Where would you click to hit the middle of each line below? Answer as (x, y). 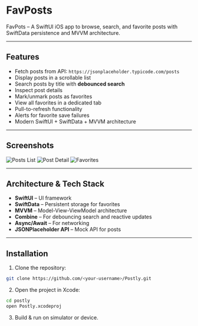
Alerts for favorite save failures (52, 115)
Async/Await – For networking (52, 223)
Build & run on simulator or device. (56, 317)
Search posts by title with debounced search (70, 84)
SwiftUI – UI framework (43, 198)
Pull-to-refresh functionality (48, 109)
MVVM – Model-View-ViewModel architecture (71, 211)
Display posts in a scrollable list (53, 77)
